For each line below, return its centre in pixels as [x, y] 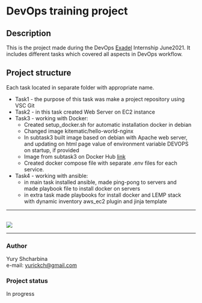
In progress [20, 294]
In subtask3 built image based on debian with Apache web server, [106, 137]
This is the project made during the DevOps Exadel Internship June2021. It [98, 47]
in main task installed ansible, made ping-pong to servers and [100, 182]
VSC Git [25, 105]
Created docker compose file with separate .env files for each [100, 163]
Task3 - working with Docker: [51, 118]
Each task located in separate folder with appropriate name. [80, 87]
